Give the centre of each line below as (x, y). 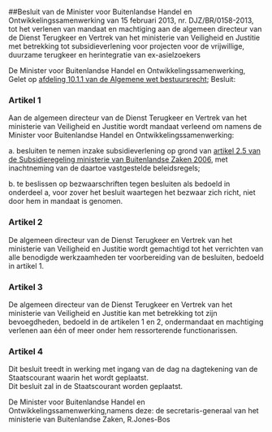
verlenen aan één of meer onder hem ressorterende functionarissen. (123, 330)
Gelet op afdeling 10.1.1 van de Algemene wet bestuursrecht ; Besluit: (122, 79)
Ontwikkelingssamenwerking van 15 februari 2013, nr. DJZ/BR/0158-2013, (131, 20)
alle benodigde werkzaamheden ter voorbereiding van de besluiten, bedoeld (136, 257)
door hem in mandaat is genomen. (66, 201)
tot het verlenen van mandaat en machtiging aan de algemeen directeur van (135, 29)
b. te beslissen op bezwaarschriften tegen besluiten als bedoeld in (119, 184)
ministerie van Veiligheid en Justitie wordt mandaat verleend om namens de (135, 127)
